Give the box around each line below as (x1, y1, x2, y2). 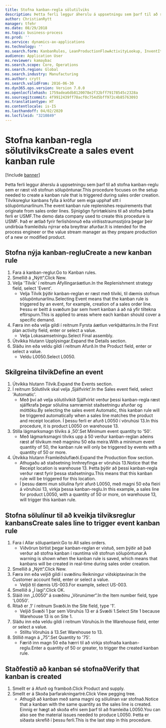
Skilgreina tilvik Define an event (5, 367, 104, 376)
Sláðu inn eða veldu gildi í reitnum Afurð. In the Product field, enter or (12, 343, 152, 349)
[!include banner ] (5, 172, 41, 178)
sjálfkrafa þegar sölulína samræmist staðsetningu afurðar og (19, 402, 142, 408)
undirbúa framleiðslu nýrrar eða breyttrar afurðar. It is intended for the (5, 223, 146, 229)
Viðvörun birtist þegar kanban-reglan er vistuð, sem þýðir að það (19, 545, 152, 551)
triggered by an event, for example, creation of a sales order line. (19, 301, 152, 307)
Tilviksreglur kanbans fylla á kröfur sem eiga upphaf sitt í (5, 197, 121, 203)
